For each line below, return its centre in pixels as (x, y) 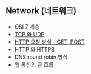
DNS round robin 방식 (41, 57)
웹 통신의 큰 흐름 (34, 64)
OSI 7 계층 (27, 27)
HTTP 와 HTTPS (35, 49)
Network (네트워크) (41, 11)
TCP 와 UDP (29, 34)
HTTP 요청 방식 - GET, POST (49, 42)
